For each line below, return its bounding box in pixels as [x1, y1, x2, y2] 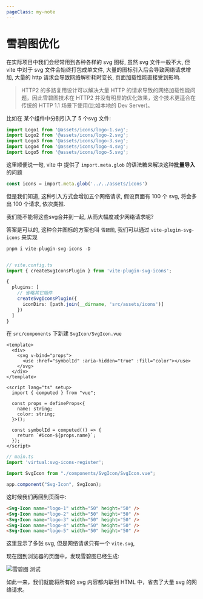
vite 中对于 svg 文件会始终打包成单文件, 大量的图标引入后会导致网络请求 [6, 66, 186, 73]
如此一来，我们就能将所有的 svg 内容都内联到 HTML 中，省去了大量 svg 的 [6, 578, 192, 586]
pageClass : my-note [6, 9, 56, 15]
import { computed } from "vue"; [12, 390, 96, 396]
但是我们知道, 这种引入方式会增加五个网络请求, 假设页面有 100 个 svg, [6, 192, 180, 199]
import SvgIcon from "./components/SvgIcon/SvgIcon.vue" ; [6, 471, 156, 477]
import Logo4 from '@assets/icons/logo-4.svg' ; [6, 144, 129, 150]
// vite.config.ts [6, 262, 53, 268]
